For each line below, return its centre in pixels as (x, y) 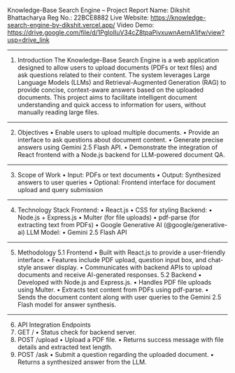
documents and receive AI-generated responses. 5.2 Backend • (109, 275)
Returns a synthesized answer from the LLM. (82, 362)
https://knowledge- (178, 18)
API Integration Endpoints (54, 325)
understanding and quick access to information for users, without (112, 105)
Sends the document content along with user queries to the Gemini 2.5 (119, 297)
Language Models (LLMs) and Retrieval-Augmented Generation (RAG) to (122, 82)
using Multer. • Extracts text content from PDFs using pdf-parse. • (113, 290)
